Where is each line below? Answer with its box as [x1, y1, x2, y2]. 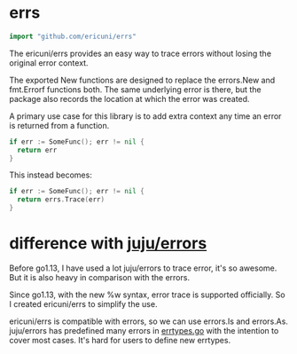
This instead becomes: [9, 169, 93, 180]
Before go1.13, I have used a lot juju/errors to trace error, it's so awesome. [9, 263, 277, 273]
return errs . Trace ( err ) [17, 195, 105, 204]
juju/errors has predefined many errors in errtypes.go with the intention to [9, 326, 279, 335]
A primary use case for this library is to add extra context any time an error [9, 110, 282, 122]
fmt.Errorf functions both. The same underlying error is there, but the [9, 83, 262, 95]
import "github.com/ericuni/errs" [9, 32, 137, 41]
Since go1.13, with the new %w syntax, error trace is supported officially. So [9, 289, 285, 300]
